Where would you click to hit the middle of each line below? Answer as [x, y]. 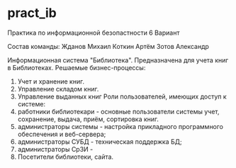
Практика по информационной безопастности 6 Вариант [94, 33]
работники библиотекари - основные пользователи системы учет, [118, 111]
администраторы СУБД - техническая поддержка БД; [100, 141]
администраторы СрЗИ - [55, 149]
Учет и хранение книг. [51, 81]
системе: [32, 103]
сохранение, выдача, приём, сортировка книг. [88, 119]
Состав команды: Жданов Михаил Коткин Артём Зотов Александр [108, 46]
